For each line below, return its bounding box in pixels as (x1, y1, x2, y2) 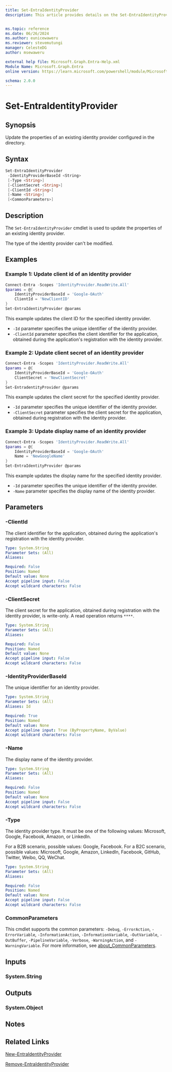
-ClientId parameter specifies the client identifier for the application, (12, 331, 159, 337)
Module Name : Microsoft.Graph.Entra (5, 64, 83, 69)
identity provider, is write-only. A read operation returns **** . (5, 613, 135, 619)
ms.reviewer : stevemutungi (5, 41, 63, 46)
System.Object (5, 1004, 44, 1011)
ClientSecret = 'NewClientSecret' (14, 375, 88, 380)
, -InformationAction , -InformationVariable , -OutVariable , (35, 932, 159, 938)
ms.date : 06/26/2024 (5, 31, 50, 36)
